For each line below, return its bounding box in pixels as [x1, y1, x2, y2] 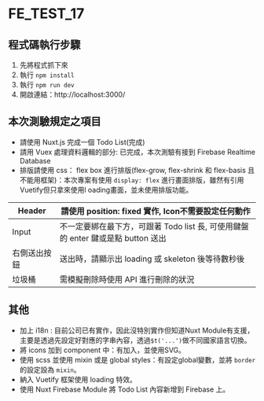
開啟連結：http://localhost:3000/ [19, 90, 126, 99]
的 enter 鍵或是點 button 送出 [59, 233, 167, 244]
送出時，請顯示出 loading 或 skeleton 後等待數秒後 [59, 253, 245, 264]
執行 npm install [19, 70, 75, 79]
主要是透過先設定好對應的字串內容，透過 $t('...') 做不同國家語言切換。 [19, 335, 251, 344]
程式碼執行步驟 [8, 38, 81, 51]
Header [17, 205, 46, 216]
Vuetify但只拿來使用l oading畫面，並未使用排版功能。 [19, 185, 193, 194]
